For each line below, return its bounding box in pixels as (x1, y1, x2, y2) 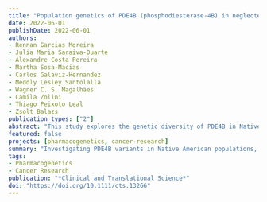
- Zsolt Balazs (8, 108, 59, 116)
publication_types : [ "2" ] (8, 115, 94, 123)
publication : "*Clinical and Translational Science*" (8, 174, 191, 183)
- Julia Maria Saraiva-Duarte (8, 49, 109, 56)
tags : (8, 152, 26, 160)
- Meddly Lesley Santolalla (8, 78, 102, 86)
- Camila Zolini (8, 93, 62, 101)
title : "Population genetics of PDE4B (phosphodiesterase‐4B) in (8, 11, 229, 20)
